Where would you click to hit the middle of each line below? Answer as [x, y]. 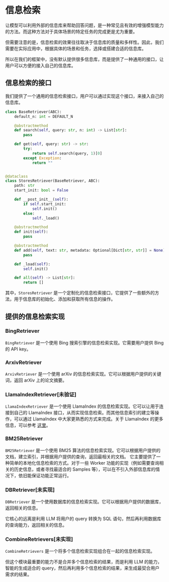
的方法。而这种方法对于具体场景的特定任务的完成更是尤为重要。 [71, 31]
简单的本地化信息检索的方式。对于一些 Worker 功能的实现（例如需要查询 [84, 463]
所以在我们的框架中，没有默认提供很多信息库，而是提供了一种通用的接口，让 [84, 59]
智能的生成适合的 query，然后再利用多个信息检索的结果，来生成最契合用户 [82, 568]
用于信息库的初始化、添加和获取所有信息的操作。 [65, 299]
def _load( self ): [32, 264]
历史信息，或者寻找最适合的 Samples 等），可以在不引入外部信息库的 [85, 469]
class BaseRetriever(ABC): [33, 112]
